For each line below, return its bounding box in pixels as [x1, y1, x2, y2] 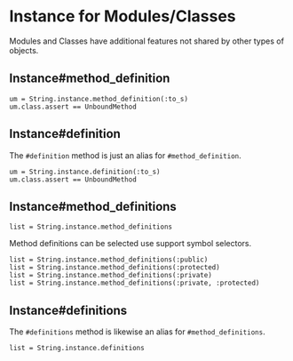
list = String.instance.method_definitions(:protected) [9, 263, 220, 272]
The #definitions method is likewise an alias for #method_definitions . [9, 326, 265, 337]
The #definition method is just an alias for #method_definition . [9, 149, 242, 161]
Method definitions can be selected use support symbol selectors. [9, 238, 252, 249]
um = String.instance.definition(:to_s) [9, 167, 162, 176]
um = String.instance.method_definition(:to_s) [9, 94, 189, 103]
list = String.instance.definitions [9, 344, 145, 353]
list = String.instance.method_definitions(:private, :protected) [9, 278, 260, 288]
